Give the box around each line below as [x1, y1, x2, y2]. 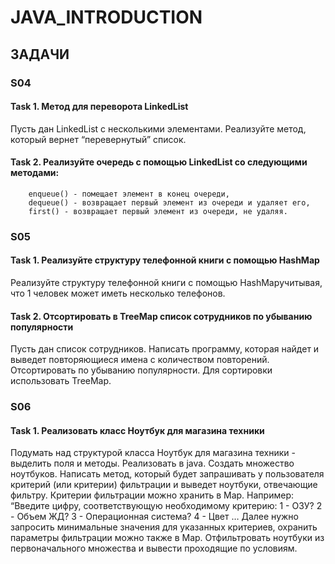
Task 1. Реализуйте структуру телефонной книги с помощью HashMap [10, 254, 320, 266]
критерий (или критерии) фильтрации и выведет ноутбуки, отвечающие [10, 479, 318, 491]
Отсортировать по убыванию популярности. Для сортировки [10, 364, 273, 376]
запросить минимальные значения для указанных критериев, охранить [10, 521, 318, 533]
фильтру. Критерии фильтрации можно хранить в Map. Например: [10, 489, 294, 501]
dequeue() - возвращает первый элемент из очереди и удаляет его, [28, 197, 311, 208]
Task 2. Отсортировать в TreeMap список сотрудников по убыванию [10, 310, 313, 322]
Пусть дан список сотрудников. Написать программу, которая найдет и [10, 343, 320, 355]
